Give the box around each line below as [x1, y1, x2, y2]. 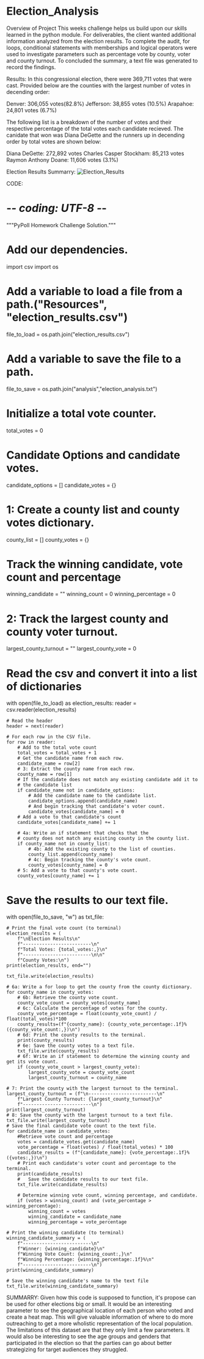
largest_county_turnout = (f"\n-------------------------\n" [6, 1091, 166, 1097]
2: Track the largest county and [6, 612, 169, 625]
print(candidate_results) [17, 1171, 84, 1177]
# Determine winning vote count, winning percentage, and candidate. [17, 1192, 199, 1198]
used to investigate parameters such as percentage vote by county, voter [6, 50, 191, 57]
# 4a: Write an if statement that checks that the [17, 830, 149, 836]
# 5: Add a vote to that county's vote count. [17, 867, 138, 874]
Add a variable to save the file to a [6, 352, 181, 366]
